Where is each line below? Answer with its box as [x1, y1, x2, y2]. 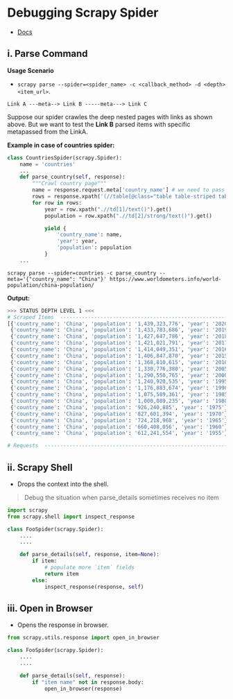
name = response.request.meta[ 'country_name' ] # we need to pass [32, 187, 225, 193]
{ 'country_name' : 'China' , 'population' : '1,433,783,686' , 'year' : [10, 327, 209, 334]
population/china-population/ [7, 282, 95, 288]
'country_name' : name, [56, 231, 123, 239]
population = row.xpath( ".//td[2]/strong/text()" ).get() [44, 212, 213, 219]
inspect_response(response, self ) [44, 583, 144, 590]
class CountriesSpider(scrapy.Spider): [7, 154, 123, 161]
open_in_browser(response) [44, 685, 123, 692]
